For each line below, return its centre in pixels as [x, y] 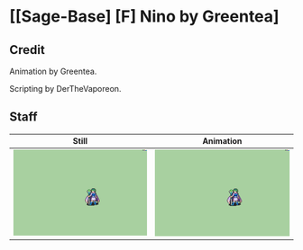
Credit [27, 50]
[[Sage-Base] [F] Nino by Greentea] [144, 17]
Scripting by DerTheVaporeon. [65, 89]
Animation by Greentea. [53, 71]
